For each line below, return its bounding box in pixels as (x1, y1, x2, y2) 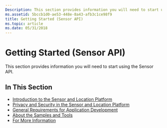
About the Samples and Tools (12, 112, 73, 118)
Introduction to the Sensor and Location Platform (12, 96, 113, 102)
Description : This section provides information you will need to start (5, 7, 159, 12)
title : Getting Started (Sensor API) (5, 16, 83, 21)
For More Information (12, 117, 56, 123)
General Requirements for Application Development (12, 107, 118, 113)
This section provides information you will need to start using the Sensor (5, 64, 154, 69)
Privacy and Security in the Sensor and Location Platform (12, 101, 130, 107)
